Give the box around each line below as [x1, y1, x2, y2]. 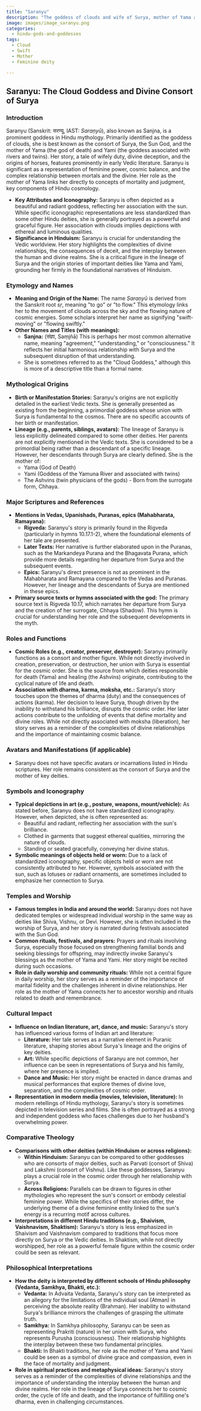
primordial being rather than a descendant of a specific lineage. [14, 444, 172, 452]
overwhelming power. [14, 1118, 69, 1125]
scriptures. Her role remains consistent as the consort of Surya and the [14, 766, 190, 773]
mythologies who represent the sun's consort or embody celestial [23, 1191, 187, 1198]
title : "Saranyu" [6, 8, 50, 15]
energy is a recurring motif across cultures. [23, 1210, 130, 1218]
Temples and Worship [6, 891, 71, 900]
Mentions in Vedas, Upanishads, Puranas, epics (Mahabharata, [14, 511, 175, 518]
